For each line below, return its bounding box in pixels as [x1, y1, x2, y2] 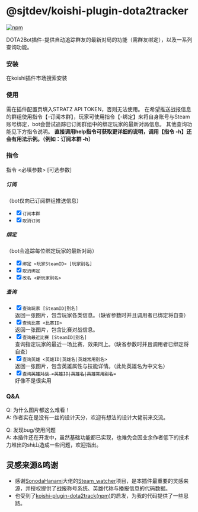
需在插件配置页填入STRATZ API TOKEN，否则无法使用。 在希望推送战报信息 [6, 105, 191, 112]
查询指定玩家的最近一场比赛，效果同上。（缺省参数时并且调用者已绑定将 [14, 340, 189, 347]
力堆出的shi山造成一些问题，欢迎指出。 [6, 441, 102, 448]
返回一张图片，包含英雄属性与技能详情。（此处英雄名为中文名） [14, 362, 168, 369]
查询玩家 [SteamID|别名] [22, 305, 78, 312]
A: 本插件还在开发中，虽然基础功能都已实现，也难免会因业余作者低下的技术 [6, 434, 190, 441]
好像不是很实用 [14, 376, 52, 384]
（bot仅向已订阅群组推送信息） [6, 197, 82, 204]
